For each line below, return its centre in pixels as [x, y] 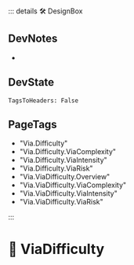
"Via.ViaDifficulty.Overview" [65, 177]
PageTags [33, 125]
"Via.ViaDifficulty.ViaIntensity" [68, 193]
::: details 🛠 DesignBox [45, 11]
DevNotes [33, 39]
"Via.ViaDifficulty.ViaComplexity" [73, 185]
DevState [31, 82]
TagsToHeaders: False [43, 101]
